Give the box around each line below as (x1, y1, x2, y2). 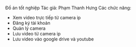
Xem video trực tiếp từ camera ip (12, 15, 81, 20)
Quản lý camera (12, 25, 46, 31)
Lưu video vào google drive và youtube (12, 36, 94, 42)
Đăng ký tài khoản (12, 20, 50, 26)
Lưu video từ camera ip (12, 31, 61, 36)
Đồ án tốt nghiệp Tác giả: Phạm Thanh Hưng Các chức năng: (5, 5, 131, 11)
